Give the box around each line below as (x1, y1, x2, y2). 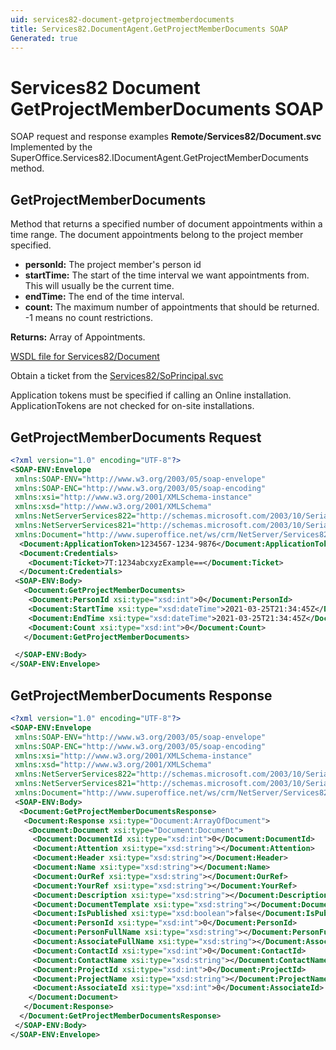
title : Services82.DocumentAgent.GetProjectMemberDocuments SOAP (10, 24, 288, 34)
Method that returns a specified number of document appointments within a (10, 218, 323, 230)
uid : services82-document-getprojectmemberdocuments (10, 14, 235, 25)
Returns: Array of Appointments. (10, 331, 146, 343)
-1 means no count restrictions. (24, 312, 153, 324)
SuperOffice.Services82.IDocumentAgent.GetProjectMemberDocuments (10, 152, 309, 164)
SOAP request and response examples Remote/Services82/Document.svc (10, 131, 322, 143)
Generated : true (10, 33, 78, 43)
